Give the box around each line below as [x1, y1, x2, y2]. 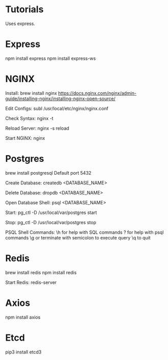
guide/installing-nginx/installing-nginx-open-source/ [5, 95, 116, 102]
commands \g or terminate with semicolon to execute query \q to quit [5, 234, 151, 241]
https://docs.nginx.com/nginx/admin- [58, 90, 136, 96]
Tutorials [5, 4, 44, 15]
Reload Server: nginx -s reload [5, 125, 70, 131]
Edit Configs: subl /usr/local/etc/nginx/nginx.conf [5, 105, 108, 111]
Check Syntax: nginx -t [5, 115, 53, 121]
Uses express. [5, 20, 36, 27]
